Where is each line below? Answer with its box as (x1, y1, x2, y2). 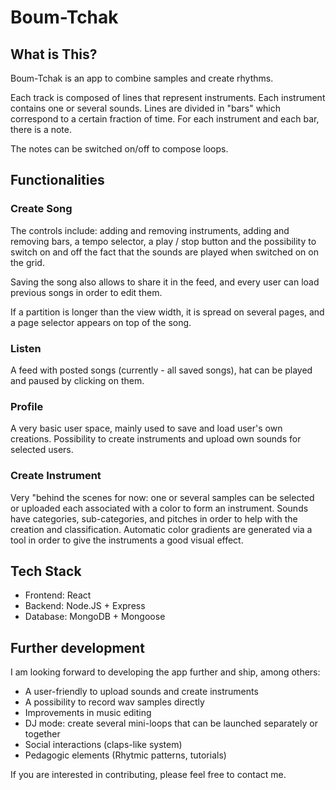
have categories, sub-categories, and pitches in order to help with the (10, 512, 298, 525)
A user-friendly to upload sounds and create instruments (24, 686, 259, 698)
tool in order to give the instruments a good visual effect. (10, 534, 244, 546)
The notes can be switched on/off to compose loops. (10, 143, 229, 155)
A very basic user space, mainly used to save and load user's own (10, 422, 283, 435)
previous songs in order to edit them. (10, 286, 163, 298)
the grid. (10, 256, 45, 268)
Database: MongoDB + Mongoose (24, 611, 166, 623)
